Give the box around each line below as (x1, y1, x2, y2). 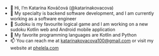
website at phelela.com (10, 45, 59, 51)
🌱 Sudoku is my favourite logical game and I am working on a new (10, 21, 148, 27)
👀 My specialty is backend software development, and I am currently (10, 10, 154, 16)
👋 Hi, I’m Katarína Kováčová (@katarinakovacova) (10, 5, 114, 11)
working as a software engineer (10, 16, 77, 21)
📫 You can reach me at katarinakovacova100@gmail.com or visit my (10, 38, 154, 43)
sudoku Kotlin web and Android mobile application (10, 26, 116, 33)
